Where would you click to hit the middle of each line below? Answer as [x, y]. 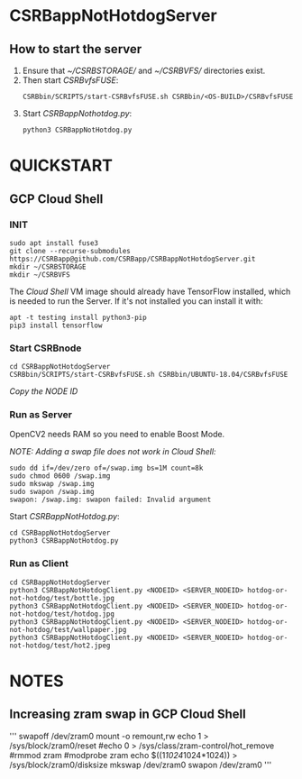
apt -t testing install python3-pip [78, 317]
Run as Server [41, 415]
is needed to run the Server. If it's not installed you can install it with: [136, 301]
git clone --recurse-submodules [70, 251]
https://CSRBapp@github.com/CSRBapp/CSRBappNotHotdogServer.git [133, 259]
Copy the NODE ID [44, 391]
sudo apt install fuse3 [54, 243]
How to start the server [76, 49]
